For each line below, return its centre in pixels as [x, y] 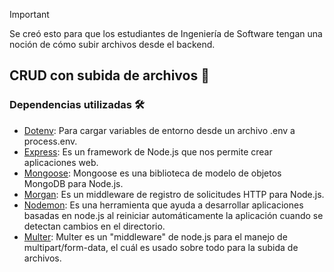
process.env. [50, 141]
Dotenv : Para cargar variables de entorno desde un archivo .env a [159, 130]
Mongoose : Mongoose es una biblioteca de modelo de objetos [152, 173]
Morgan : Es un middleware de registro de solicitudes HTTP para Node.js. [174, 194]
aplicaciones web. [61, 162]
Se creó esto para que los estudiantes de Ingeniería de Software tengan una [166, 33]
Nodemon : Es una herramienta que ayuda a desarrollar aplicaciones [163, 205]
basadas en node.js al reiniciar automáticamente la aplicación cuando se [173, 215]
